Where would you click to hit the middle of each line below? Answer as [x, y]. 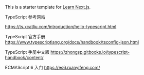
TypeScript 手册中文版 [27, 52]
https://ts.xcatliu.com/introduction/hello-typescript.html [61, 27]
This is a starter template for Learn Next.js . [48, 7]
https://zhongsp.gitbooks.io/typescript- [90, 52]
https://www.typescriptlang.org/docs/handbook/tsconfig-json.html [72, 42]
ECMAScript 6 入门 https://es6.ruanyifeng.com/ [53, 67]
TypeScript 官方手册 [25, 37]
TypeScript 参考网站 [25, 17]
